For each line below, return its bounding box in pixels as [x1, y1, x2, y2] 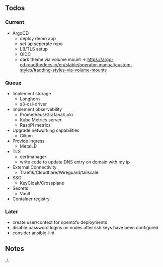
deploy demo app [19, 35, 56, 41]
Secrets [12, 185, 28, 191]
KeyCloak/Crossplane [19, 180, 65, 186]
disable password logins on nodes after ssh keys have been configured [12, 225, 159, 231]
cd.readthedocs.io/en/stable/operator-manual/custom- [19, 61, 133, 67]
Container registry [12, 196, 50, 202]
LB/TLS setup [19, 46, 48, 52]
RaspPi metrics [19, 122, 51, 128]
